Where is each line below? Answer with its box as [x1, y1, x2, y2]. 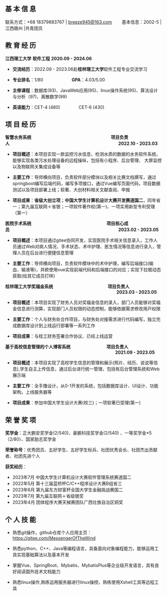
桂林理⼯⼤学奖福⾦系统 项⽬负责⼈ [5, 284, 130, 290]
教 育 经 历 [5, 41, 36, 50]
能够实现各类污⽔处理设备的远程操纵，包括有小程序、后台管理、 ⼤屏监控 [12, 157, 162, 163]
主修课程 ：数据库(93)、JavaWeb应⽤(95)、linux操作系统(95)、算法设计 [12, 87, 158, 93]
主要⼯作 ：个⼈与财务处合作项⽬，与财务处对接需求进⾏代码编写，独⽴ [12, 316, 157, 322]
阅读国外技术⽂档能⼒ [16, 569, 61, 575]
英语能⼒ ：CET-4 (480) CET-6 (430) [12, 104, 104, 110]
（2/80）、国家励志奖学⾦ [5, 436, 57, 442]
